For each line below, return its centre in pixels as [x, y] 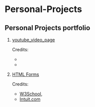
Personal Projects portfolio [47, 28]
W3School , [31, 94]
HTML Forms [25, 74]
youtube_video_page [33, 40]
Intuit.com [30, 99]
